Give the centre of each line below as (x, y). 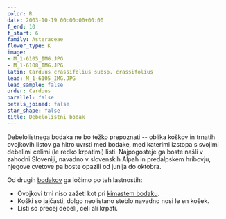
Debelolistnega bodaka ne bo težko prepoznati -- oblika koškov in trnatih (111, 137)
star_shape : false (34, 111)
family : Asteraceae (35, 40)
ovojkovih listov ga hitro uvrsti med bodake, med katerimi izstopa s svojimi (113, 144)
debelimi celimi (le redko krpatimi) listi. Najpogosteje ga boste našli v (105, 152)
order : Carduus (29, 91)
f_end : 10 (21, 26)
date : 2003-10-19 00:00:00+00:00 (55, 20)
